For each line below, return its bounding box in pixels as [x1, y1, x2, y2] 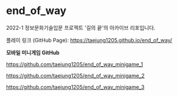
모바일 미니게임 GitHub [6, 49, 60, 56]
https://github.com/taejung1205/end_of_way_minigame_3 [6, 83, 145, 90]
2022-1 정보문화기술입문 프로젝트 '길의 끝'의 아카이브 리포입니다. [6, 24, 156, 31]
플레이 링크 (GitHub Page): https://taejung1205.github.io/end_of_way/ [6, 36, 173, 43]
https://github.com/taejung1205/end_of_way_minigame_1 [6, 60, 143, 68]
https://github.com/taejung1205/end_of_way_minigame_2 [6, 72, 145, 79]
